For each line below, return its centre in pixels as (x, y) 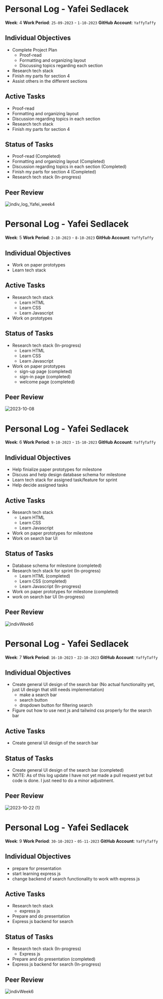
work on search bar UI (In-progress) (49, 597)
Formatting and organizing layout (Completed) (59, 161)
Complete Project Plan (35, 49)
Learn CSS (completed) (43, 581)
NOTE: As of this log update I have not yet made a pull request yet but (82, 775)
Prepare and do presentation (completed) (54, 959)
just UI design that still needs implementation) (58, 690)
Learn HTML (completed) (45, 576)
